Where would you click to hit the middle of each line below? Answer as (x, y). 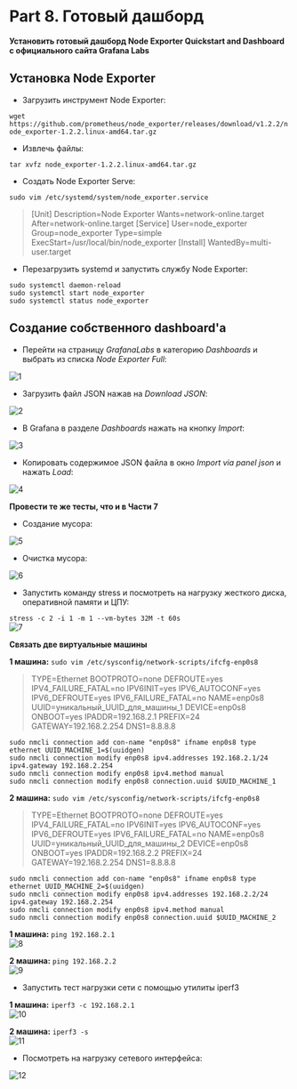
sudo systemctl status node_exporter (79, 301)
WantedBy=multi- (240, 242)
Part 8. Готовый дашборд (107, 16)
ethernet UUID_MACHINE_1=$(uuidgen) (77, 750)
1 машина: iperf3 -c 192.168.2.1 (72, 1004)
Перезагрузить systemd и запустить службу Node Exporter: (135, 269)
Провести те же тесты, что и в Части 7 (84, 506)
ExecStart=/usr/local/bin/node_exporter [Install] (118, 242)
